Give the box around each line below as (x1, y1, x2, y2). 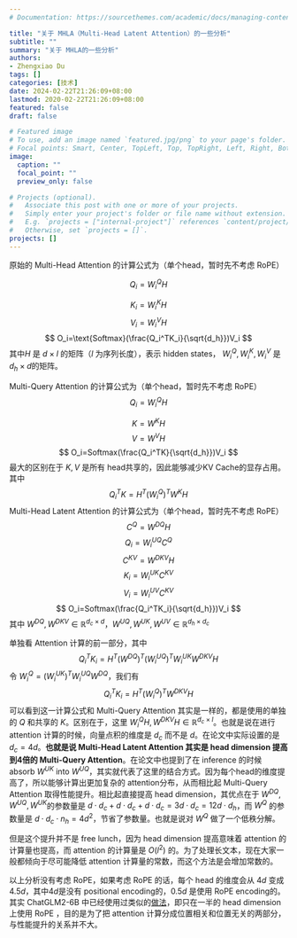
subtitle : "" (9, 37, 57, 46)
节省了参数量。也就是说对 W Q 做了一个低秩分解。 (100, 811, 280, 824)
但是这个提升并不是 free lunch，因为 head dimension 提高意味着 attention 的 (9, 833, 287, 844)
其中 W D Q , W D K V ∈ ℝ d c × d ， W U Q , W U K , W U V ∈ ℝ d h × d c (9, 617, 210, 629)
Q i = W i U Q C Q (125, 535, 172, 550)
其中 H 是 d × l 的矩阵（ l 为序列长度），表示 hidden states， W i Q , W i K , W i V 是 (9, 347, 281, 361)
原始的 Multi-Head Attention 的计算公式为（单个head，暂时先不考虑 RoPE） (9, 259, 285, 270)
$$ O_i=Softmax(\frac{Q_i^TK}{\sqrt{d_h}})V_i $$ (58, 447, 239, 457)
